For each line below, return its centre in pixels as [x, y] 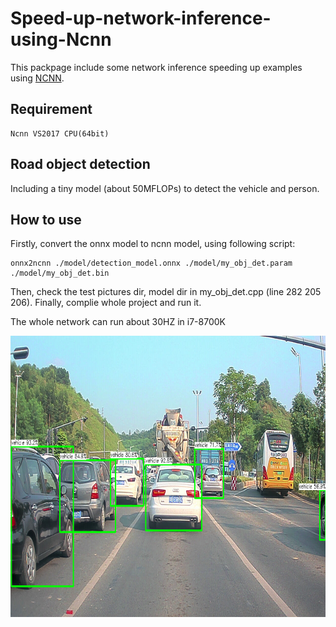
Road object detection [80, 164]
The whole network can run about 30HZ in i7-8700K [118, 322]
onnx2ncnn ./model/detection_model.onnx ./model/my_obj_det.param [151, 263]
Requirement [51, 109]
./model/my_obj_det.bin [60, 273]
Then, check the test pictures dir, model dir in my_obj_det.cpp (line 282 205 [166, 292]
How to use [46, 219]
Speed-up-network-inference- [141, 18]
